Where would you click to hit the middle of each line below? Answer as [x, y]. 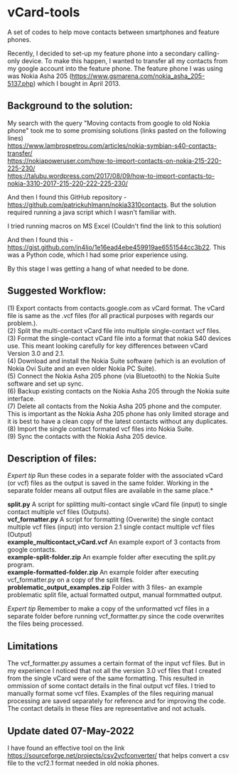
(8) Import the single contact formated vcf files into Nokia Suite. [101, 429]
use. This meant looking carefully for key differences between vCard [108, 346]
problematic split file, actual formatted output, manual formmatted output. [115, 595]
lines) [15, 138]
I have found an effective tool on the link [66, 748]
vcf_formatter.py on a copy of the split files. [71, 580]
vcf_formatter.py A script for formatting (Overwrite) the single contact [110, 520]
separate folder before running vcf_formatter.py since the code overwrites [116, 616]
